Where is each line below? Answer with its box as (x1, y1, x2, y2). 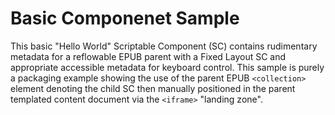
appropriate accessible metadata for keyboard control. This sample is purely (10, 61, 325, 73)
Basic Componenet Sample (10, 7, 240, 30)
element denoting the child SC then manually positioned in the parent (10, 82, 296, 94)
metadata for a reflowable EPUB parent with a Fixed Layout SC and (10, 50, 287, 62)
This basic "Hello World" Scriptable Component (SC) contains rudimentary (10, 40, 318, 52)
